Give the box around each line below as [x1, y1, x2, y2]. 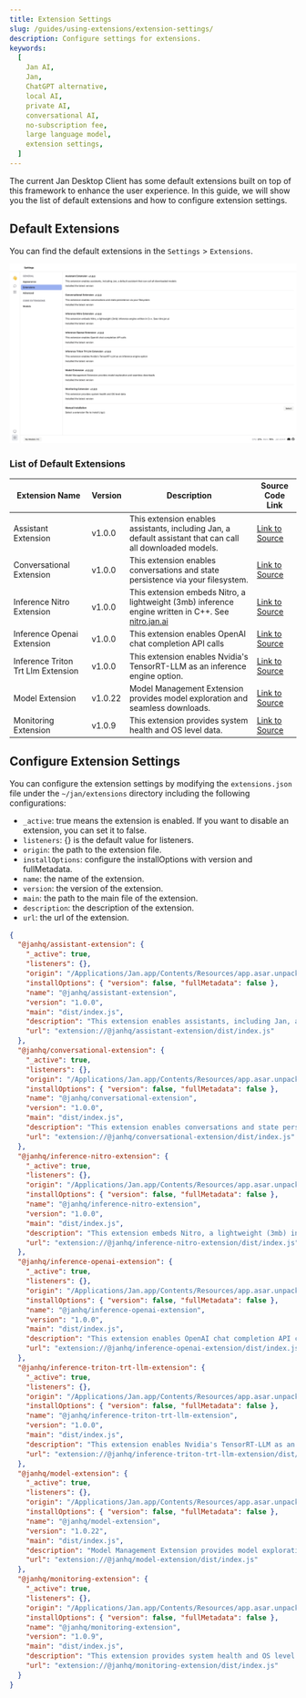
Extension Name [16, 490, 81, 501]
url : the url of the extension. [22, 911, 129, 922]
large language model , [25, 130, 112, 139]
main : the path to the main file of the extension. [22, 892, 199, 903]
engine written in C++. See [128, 606, 229, 617]
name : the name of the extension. [22, 873, 145, 884]
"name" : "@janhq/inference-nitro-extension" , [25, 1199, 202, 1209]
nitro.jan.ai [128, 616, 168, 627]
